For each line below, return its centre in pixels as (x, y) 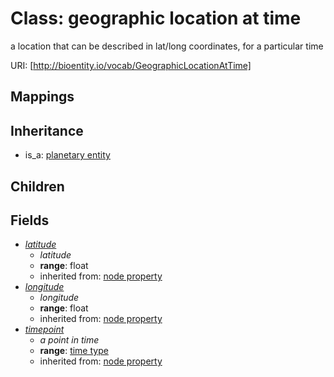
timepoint (44, 329)
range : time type (74, 351)
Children (37, 186)
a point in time (69, 340)
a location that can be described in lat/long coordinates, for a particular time (167, 46)
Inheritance (47, 130)
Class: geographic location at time (156, 18)
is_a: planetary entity (67, 155)
